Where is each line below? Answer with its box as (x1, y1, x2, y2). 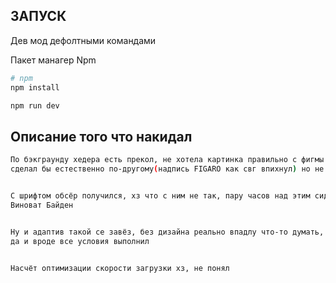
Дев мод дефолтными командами (10, 34, 157, 46)
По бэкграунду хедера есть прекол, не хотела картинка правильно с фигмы (10, 155, 325, 165)
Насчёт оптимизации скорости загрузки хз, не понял (10, 263, 230, 273)
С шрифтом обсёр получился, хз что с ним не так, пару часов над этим (10, 191, 311, 201)
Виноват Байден (10, 200, 74, 210)
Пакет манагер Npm (10, 54, 97, 66)
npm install (10, 82, 60, 93)
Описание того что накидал (10, 128, 193, 145)
